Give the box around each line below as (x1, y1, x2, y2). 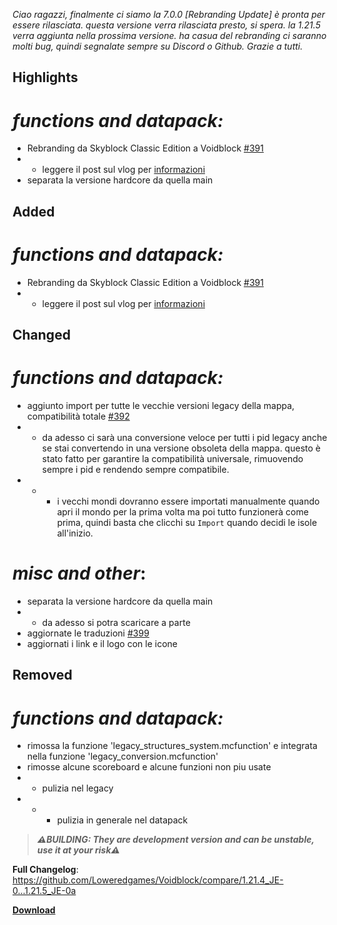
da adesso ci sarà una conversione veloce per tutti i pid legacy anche (41, 431, 328, 443)
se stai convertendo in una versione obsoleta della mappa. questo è (41, 442, 321, 454)
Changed (12, 327, 71, 344)
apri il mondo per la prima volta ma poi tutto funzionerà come (56, 505, 309, 518)
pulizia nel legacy (41, 782, 114, 794)
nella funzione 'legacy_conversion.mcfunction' (26, 750, 219, 763)
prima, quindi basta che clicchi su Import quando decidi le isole (56, 516, 318, 528)
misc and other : (12, 562, 147, 585)
